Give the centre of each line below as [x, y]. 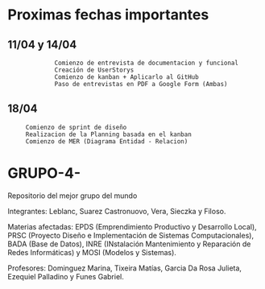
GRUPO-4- [44, 173]
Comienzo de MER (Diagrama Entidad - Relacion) [107, 141]
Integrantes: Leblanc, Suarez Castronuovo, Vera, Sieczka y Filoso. [117, 211]
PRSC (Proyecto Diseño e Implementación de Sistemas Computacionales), [131, 235]
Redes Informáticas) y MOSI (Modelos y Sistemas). [92, 252]
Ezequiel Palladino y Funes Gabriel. [66, 276]
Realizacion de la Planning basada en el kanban [109, 134]
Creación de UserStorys [94, 70]
